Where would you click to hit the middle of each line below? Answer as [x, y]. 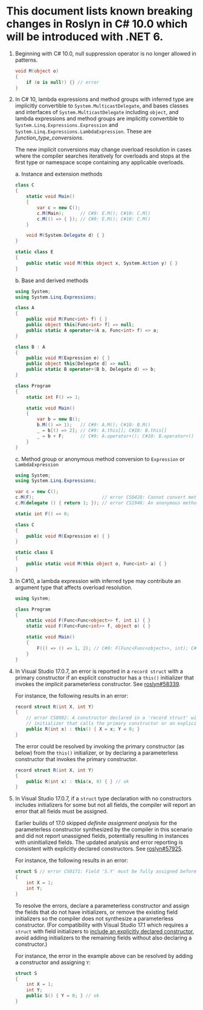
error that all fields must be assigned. [61, 811]
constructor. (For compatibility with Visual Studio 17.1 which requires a [101, 925]
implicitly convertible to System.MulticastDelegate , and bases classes [102, 106]
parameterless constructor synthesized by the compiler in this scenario [104, 829]
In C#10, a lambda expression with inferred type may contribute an [98, 581]
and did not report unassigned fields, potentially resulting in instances [102, 836]
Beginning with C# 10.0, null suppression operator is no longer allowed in [105, 53]
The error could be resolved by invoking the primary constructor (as [100, 746]
